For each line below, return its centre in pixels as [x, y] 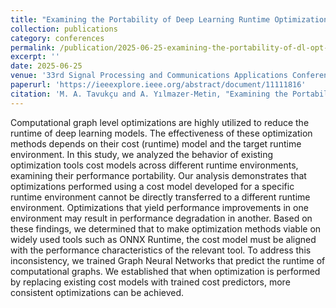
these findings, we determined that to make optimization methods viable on [166, 228]
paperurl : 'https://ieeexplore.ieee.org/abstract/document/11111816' [158, 85]
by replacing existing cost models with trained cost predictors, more [150, 282]
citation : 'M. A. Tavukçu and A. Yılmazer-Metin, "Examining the [149, 94]
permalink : [33, 47]
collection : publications [64, 29]
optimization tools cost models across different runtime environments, [154, 165]
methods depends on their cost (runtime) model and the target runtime [156, 143]
